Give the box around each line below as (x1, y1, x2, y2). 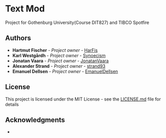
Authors (5, 34, 31, 42)
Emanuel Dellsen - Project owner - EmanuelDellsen (12, 68, 118, 74)
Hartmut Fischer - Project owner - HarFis (12, 47, 98, 53)
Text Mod (5, 3, 45, 14)
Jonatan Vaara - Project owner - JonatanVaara (12, 58, 109, 64)
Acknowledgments (5, 116, 66, 124)
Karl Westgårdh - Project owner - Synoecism (12, 52, 106, 58)
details (5, 101, 19, 107)
